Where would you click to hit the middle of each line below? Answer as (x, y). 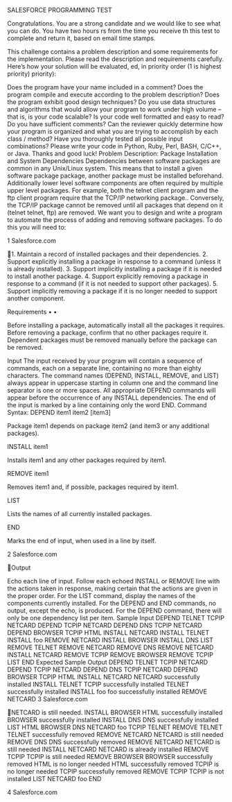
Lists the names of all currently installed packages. (80, 514)
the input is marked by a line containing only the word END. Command (107, 405)
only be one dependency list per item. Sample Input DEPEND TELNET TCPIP (116, 618)
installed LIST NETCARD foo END (54, 779)
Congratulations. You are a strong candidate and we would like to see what (114, 23)
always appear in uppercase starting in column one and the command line (113, 383)
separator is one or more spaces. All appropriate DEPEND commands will (111, 390)
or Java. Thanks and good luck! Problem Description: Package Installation (113, 153)
